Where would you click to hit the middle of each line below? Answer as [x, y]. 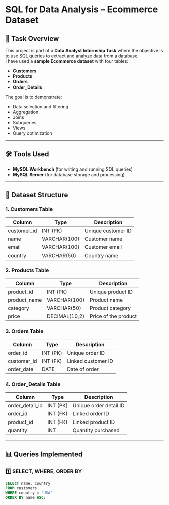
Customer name [104, 239]
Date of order [83, 369]
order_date [21, 369]
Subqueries [24, 122]
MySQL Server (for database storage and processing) [68, 174]
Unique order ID [86, 353]
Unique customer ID [108, 231]
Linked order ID [91, 414]
